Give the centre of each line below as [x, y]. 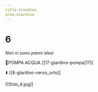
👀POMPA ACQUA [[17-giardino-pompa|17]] [49, 62]
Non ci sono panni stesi [29, 53]
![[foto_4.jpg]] [19, 84]
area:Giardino [20, 14]
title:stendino [21, 10]
